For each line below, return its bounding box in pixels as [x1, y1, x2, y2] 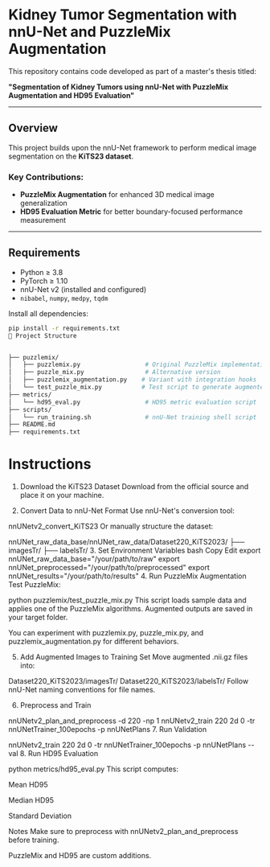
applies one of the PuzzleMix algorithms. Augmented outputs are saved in [8, 604, 253, 614]
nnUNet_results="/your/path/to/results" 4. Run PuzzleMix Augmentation [8, 571, 247, 581]
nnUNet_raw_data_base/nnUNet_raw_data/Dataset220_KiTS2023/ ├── [8, 537, 245, 547]
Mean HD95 [8, 780, 48, 790]
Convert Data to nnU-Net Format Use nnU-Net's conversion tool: [19, 506, 235, 516]
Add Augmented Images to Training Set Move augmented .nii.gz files [19, 652, 248, 662]
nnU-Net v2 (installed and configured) [19, 284, 147, 294]
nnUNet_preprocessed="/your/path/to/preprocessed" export [8, 563, 211, 573]
